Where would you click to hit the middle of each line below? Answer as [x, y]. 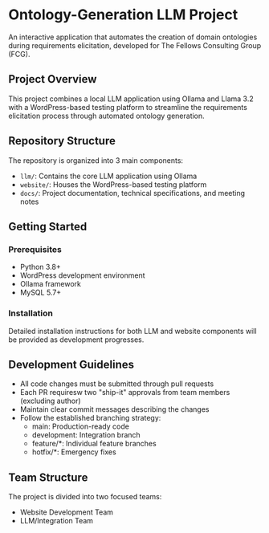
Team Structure [48, 477]
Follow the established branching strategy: [90, 418]
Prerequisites [35, 249]
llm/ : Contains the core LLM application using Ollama [108, 176]
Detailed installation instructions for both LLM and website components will [132, 331]
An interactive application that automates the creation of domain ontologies [133, 37]
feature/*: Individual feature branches [94, 444]
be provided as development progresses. [76, 340]
